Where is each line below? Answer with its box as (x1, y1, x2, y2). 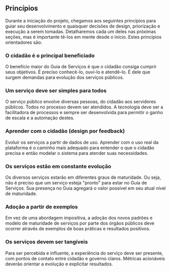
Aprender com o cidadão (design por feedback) (5, 127, 125, 134)
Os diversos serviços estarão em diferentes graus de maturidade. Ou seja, (5, 174, 161, 180)
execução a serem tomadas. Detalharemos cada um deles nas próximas (5, 28, 156, 35)
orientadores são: (5, 39, 42, 45)
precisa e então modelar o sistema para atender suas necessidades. (5, 150, 149, 156)
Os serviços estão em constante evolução (5, 162, 111, 170)
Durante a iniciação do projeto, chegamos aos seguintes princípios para (5, 17, 156, 23)
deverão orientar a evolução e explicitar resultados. (5, 261, 114, 267)
